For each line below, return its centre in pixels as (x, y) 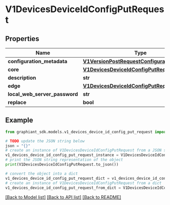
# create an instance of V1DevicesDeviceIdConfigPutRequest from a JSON (83, 150)
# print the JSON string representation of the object (64, 160)
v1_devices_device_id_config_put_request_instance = (62, 155)
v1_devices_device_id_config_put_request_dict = (57, 178)
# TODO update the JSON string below (45, 141)
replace (17, 102)
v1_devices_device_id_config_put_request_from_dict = (63, 188)
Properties (22, 39)
